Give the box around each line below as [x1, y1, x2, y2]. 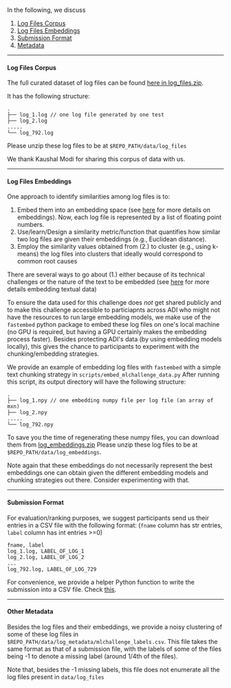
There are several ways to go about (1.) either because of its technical [7, 270, 205, 279]
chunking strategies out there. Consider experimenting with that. [7, 476, 190, 485]
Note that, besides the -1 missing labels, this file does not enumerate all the [7, 665, 220, 674]
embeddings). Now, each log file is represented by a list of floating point [16, 213, 222, 221]
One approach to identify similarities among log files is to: [7, 192, 170, 201]
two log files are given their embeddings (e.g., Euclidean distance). [16, 235, 207, 243]
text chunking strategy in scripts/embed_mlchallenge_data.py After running [7, 370, 220, 378]
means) [16, 250, 39, 258]
